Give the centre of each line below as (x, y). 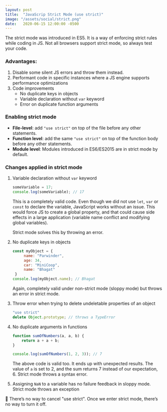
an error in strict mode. (36, 294)
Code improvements (33, 88)
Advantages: (21, 61)
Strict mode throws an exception (46, 389)
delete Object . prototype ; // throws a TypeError (64, 317)
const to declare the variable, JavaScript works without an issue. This (84, 206)
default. (20, 154)
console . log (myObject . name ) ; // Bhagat (54, 279)
